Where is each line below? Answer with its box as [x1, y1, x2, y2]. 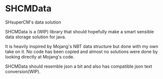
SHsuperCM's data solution [5, 19, 61, 25]
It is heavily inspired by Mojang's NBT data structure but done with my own [5, 43, 159, 49]
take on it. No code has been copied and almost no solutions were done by [5, 49, 158, 54]
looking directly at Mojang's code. [5, 53, 75, 59]
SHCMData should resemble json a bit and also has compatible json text [5, 63, 153, 69]
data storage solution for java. [5, 34, 66, 40]
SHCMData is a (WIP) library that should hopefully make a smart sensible [5, 28, 155, 34]
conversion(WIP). [5, 68, 41, 74]
